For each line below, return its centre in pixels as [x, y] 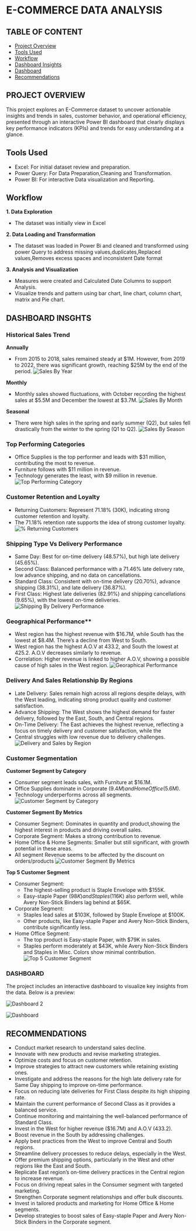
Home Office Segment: [42, 933]
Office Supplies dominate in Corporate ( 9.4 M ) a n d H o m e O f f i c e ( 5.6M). [97, 788]
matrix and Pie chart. [40, 300]
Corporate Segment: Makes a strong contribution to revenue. [88, 836]
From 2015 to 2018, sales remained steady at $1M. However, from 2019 [100, 359]
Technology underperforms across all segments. [73, 795]
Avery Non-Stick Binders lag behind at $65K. [77, 902]
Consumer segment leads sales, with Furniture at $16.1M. [83, 782]
